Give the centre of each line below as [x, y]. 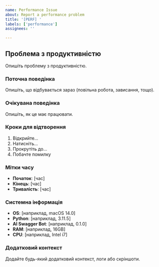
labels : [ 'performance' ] [31, 24]
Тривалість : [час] [32, 189]
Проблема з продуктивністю [53, 54]
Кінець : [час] [27, 184]
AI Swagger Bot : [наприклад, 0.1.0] [49, 224]
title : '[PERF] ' [23, 19]
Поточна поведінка [30, 79]
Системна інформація [34, 202]
